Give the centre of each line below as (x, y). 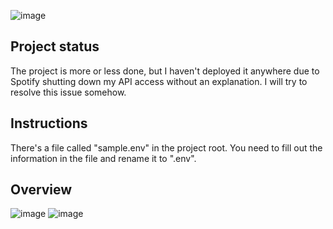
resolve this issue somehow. (68, 92)
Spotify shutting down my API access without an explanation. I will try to (159, 81)
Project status (55, 46)
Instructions (49, 123)
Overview (41, 190)
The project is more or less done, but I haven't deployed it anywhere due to (165, 71)
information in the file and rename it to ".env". (103, 158)
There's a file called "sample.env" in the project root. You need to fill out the (166, 147)
